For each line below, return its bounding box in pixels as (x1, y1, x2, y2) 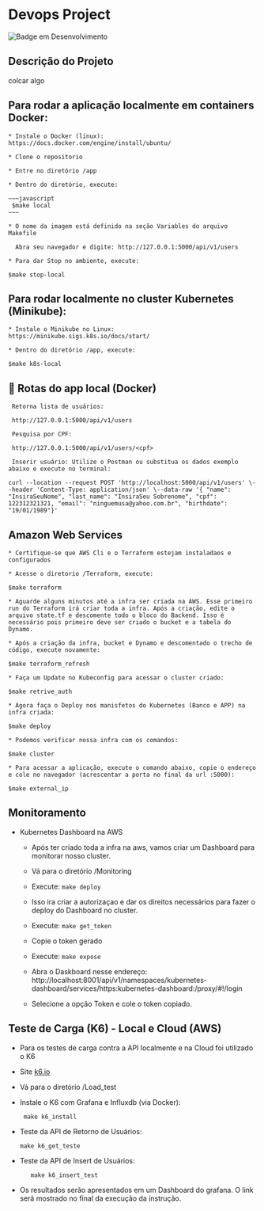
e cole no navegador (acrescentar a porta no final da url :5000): (8, 771, 236, 779)
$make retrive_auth (8, 687, 73, 695)
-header (8, 486, 34, 494)
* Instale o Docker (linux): (8, 132, 104, 140)
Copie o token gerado (31, 936, 103, 946)
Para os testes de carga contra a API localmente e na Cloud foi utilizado (19, 1043, 254, 1053)
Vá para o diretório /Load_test (19, 1082, 117, 1091)
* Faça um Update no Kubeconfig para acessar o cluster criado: (8, 674, 224, 682)
